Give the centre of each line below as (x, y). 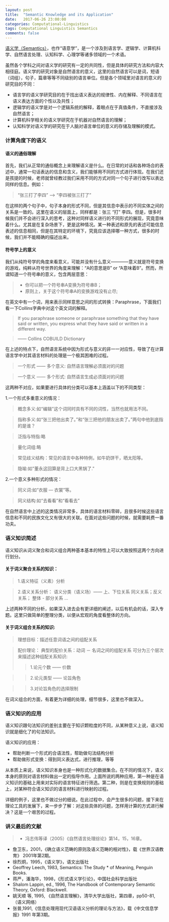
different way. (32, 329)
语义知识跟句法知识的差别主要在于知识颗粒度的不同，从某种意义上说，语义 (82, 725)
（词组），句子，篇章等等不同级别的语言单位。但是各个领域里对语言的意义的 (83, 78)
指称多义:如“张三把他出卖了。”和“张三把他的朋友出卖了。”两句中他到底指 (90, 420)
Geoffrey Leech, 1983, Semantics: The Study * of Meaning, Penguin (83, 867)
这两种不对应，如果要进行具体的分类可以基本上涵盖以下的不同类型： (76, 387)
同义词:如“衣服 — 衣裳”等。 (46, 490)
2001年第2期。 (38, 855)
